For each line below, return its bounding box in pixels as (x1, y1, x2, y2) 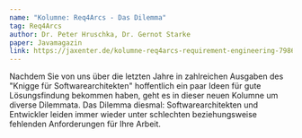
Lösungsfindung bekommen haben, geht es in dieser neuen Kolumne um (9, 91, 279, 101)
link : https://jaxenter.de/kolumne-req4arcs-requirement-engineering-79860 (9, 47, 299, 56)
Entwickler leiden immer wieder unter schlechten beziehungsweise (9, 109, 258, 120)
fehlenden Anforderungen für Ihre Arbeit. (9, 118, 162, 130)
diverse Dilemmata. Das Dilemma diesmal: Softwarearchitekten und (9, 99, 259, 110)
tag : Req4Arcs (9, 22, 63, 30)
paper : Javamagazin (9, 38, 83, 47)
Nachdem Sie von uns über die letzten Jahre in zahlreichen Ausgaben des (9, 71, 284, 82)
